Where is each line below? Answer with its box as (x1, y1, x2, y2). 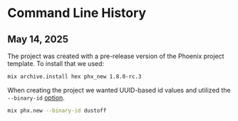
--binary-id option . (7, 93, 66, 102)
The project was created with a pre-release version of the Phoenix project (7, 52, 224, 60)
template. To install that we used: (7, 59, 105, 68)
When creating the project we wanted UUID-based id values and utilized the (7, 86, 231, 94)
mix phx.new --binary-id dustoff (7, 107, 107, 114)
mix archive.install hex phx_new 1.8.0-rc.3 (7, 73, 142, 80)
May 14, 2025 (7, 33, 69, 45)
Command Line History (7, 5, 147, 21)
